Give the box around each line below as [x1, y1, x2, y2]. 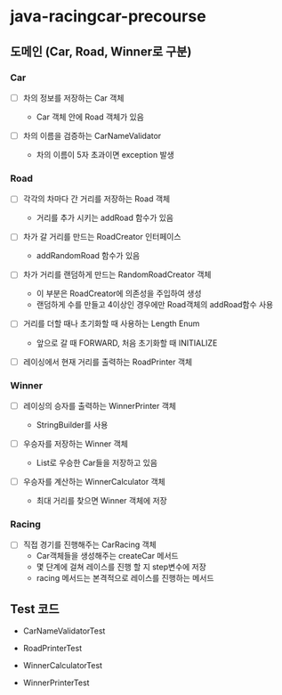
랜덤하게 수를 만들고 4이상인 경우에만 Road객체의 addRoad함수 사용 [36, 299, 274, 310]
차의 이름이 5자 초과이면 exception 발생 [36, 150, 174, 159]
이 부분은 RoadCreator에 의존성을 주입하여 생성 [36, 288, 202, 299]
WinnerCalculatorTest [22, 660, 103, 671]
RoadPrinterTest [22, 643, 83, 654]
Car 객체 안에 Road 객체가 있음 [36, 111, 145, 122]
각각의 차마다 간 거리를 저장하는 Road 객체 [22, 193, 171, 204]
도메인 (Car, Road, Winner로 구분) [10, 44, 192, 59]
